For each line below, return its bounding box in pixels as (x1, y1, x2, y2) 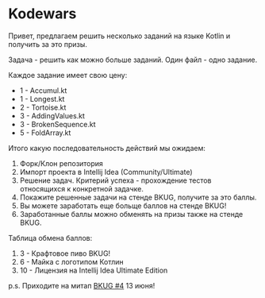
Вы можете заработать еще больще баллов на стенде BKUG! (19, 200, 227, 211)
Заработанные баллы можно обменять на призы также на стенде (19, 209, 244, 219)
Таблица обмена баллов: (8, 233, 93, 242)
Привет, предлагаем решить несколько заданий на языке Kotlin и (8, 31, 231, 41)
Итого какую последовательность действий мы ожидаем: (8, 143, 206, 153)
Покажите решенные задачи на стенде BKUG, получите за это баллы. (19, 192, 257, 202)
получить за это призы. (8, 39, 87, 48)
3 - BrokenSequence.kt (19, 119, 97, 129)
